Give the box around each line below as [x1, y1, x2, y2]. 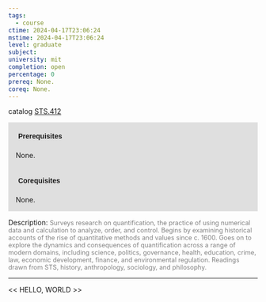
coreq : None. [8, 85, 51, 93]
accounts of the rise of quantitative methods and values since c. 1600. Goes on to [8, 234, 252, 242]
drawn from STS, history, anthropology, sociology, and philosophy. [8, 263, 207, 272]
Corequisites [18, 176, 61, 186]
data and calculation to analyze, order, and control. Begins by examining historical [8, 226, 253, 235]
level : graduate [8, 41, 62, 49]
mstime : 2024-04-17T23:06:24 [8, 33, 104, 42]
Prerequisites [18, 132, 63, 141]
